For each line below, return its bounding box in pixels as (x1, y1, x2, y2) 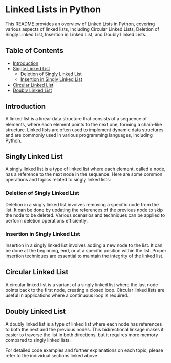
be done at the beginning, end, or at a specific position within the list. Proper (5, 247, 167, 253)
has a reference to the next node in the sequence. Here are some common (5, 171, 163, 177)
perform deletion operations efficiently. (5, 217, 88, 224)
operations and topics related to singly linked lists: (5, 177, 111, 183)
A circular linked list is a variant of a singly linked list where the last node (5, 281, 158, 288)
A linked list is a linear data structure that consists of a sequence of (5, 115, 147, 122)
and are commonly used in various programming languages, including (5, 132, 153, 138)
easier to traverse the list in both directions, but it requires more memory (5, 332, 158, 338)
